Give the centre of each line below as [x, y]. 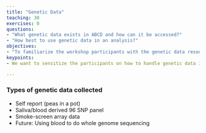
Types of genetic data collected [55, 90]
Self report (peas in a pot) [48, 103]
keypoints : [20, 58]
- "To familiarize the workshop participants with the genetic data [96, 52]
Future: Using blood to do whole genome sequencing [82, 123]
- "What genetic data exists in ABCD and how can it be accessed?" [94, 35]
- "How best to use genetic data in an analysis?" [72, 40]
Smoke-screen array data [48, 116]
